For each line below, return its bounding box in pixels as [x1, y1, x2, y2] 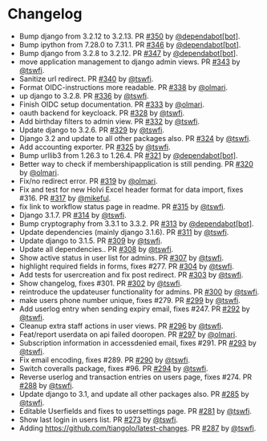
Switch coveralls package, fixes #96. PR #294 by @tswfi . [18, 363, 208, 373]
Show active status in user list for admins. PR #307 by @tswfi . [18, 253, 224, 262]
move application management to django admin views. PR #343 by [18, 57, 241, 67]
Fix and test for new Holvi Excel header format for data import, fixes [18, 184, 244, 194]
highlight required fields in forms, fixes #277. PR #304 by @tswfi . [18, 261, 234, 271]
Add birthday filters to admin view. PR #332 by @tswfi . [18, 116, 200, 126]
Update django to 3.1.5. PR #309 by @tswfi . [18, 236, 163, 245]
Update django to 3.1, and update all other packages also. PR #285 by [18, 389, 249, 399]
